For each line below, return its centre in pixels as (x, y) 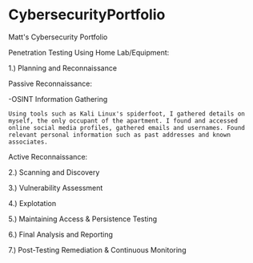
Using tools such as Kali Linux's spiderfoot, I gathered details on (127, 114)
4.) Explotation (32, 203)
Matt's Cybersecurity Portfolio (58, 37)
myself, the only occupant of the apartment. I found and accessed (123, 121)
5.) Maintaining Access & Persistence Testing (83, 219)
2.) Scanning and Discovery (54, 172)
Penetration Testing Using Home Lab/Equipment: (89, 52)
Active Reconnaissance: (48, 156)
